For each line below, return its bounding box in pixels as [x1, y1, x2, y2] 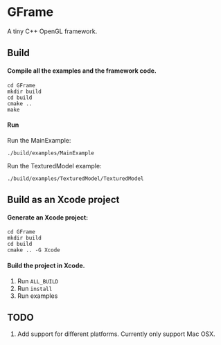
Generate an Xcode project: [7, 213, 89, 222]
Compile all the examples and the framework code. [7, 67, 157, 75]
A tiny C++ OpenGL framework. [7, 27, 98, 35]
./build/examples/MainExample [7, 150, 95, 157]
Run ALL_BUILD [17, 276, 59, 285]
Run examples [17, 292, 58, 300]
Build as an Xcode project [7, 194, 120, 206]
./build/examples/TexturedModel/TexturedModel [7, 175, 144, 182]
